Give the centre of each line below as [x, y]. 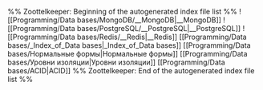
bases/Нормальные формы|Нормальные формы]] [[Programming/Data [127, 54]
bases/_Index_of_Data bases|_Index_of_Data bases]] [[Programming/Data [129, 45]
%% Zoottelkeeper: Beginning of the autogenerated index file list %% [123, 12]
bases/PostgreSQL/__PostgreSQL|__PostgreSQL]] [159, 28]
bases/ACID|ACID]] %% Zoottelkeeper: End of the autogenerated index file [131, 70]
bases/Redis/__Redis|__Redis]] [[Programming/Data [162, 37]
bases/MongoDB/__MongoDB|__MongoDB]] [149, 20]
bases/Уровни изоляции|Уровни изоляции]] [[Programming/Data [116, 62]
